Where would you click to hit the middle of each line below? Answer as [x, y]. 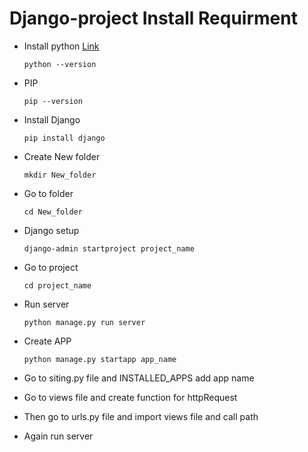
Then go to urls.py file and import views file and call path [141, 416]
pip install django [64, 138]
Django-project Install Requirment [153, 18]
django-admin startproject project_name [109, 248]
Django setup [51, 230]
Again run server [58, 436]
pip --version [53, 101]
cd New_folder [53, 212]
